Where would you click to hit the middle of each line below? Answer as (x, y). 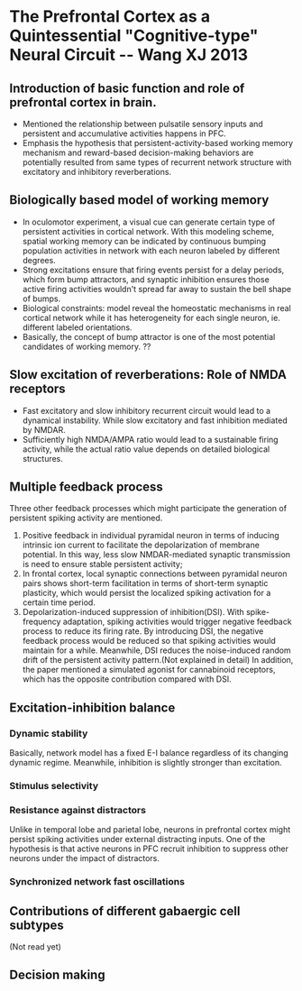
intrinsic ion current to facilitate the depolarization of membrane (141, 545)
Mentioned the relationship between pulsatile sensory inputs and (142, 124)
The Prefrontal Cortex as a (110, 17)
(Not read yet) (35, 947)
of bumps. (41, 298)
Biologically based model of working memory (139, 200)
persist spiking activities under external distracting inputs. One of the (137, 840)
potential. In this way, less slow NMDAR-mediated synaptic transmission (156, 555)
